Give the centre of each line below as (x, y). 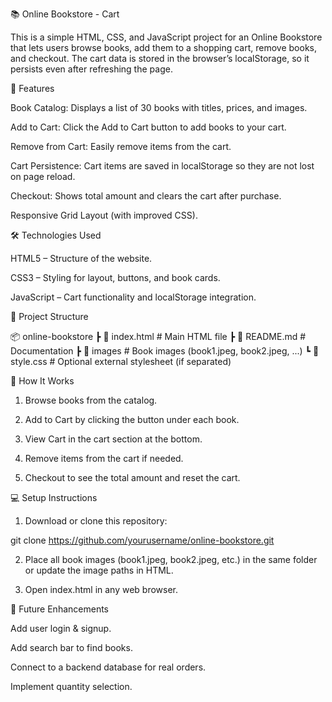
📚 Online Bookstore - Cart (65, 14)
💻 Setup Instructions (54, 497)
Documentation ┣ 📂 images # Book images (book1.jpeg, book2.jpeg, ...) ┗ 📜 (165, 351)
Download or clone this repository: (96, 521)
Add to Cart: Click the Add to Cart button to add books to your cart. (148, 127)
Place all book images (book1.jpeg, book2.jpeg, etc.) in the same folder (171, 559)
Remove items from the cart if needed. (104, 458)
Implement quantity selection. (71, 686)
